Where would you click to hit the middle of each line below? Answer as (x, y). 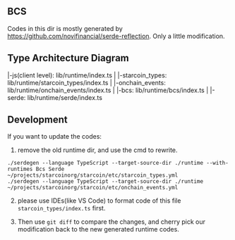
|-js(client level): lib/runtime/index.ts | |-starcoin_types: (87, 75)
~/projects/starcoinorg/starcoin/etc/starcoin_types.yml (93, 175)
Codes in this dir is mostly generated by (65, 28)
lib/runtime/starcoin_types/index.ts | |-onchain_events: (86, 82)
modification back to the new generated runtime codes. (98, 229)
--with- (218, 163)
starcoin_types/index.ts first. (61, 208)
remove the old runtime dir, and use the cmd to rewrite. (97, 150)
